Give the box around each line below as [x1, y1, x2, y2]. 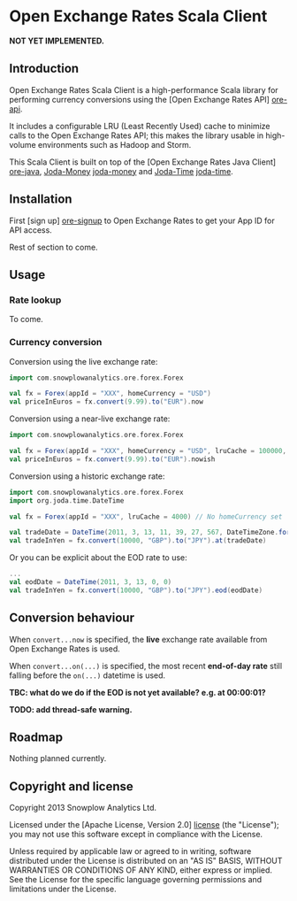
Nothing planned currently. [9, 753, 107, 764]
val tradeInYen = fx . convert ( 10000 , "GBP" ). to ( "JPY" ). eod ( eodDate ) [9, 586, 263, 595]
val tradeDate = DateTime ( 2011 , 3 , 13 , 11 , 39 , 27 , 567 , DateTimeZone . [9, 528, 279, 537]
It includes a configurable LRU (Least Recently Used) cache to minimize [9, 120, 270, 131]
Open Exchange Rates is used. [9, 643, 121, 654]
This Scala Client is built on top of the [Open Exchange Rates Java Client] [9, 157, 277, 167]
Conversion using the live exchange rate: [9, 356, 158, 366]
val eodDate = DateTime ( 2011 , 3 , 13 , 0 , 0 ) [9, 578, 172, 587]
